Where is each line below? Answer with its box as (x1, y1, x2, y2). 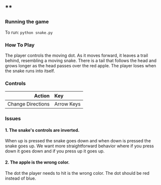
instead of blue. (5, 175, 36, 181)
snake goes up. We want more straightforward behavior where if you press (5, 143, 154, 149)
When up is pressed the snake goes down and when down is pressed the (5, 138, 151, 144)
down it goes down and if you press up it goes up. (5, 148, 105, 154)
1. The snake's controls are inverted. (5, 127, 80, 133)
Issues (5, 115, 21, 122)
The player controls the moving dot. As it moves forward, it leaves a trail (5, 52, 148, 58)
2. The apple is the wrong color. (5, 159, 70, 165)
